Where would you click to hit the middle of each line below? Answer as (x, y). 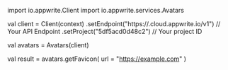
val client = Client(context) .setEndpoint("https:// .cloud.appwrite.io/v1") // (114, 24)
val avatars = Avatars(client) (49, 45)
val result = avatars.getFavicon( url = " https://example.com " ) (97, 59)
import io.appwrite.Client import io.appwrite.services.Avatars (96, 10)
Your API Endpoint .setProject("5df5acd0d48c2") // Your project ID (105, 31)
